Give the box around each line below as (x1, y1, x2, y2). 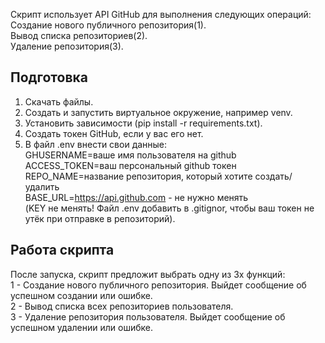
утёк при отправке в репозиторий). (24, 212, 176, 224)
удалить (24, 180, 60, 193)
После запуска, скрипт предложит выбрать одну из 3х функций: (10, 268, 286, 280)
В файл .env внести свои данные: (24, 138, 168, 150)
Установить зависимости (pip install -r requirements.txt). (24, 117, 263, 129)
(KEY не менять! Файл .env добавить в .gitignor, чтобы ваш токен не (24, 202, 315, 214)
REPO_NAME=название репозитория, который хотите (24, 170, 253, 182)
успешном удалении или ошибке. (10, 321, 153, 333)
